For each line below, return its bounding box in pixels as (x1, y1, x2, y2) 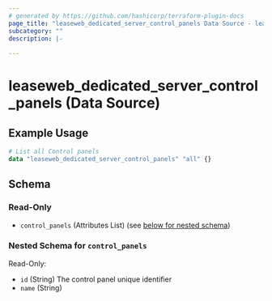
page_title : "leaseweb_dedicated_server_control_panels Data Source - (8, 19, 252, 28)
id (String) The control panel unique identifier (19, 274, 172, 284)
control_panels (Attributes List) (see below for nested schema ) (19, 220, 231, 230)
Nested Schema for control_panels (8, 240, 147, 252)
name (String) (19, 282, 62, 292)
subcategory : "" (8, 27, 63, 35)
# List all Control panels (8, 147, 100, 156)
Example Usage (8, 126, 89, 140)
